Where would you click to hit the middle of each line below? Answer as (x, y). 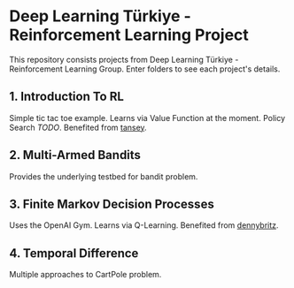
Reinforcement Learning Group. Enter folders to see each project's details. (145, 69)
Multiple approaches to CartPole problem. (85, 275)
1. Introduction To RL (66, 97)
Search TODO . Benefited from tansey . (78, 127)
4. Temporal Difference (74, 253)
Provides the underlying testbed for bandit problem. (104, 176)
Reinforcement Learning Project (129, 35)
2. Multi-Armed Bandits (75, 155)
